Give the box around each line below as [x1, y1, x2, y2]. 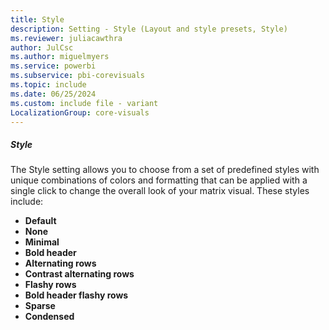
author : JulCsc [10, 42, 74, 53]
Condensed [24, 311, 75, 323]
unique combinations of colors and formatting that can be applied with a [10, 174, 308, 186]
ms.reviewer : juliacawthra [10, 33, 123, 43]
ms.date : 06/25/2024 [10, 89, 97, 99]
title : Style [10, 14, 65, 25]
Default [24, 215, 57, 227]
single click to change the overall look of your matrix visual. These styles [10, 185, 310, 197]
